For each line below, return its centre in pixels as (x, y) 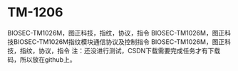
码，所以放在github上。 (42, 59)
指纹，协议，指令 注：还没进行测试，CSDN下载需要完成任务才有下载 (120, 50)
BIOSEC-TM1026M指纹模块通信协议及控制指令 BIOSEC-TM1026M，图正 (119, 42)
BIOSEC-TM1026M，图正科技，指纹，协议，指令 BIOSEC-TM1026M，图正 (116, 33)
